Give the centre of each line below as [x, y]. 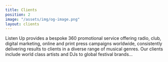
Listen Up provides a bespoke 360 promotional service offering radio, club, [83, 38]
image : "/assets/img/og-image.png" [43, 19]
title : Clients [21, 10]
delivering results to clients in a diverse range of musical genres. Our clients [84, 49]
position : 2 [18, 15]
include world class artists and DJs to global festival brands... [69, 54]
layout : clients [22, 24]
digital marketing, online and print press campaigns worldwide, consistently [84, 44]
